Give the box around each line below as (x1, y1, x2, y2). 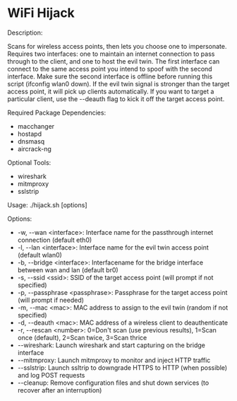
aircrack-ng (17, 144, 51, 153)
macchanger (17, 122, 55, 130)
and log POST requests (17, 371, 85, 379)
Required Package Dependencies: (7, 108, 107, 117)
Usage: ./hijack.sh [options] (7, 200, 87, 209)
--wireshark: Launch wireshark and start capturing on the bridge (17, 341, 206, 349)
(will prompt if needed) (17, 296, 85, 304)
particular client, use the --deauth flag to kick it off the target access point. (7, 94, 225, 103)
